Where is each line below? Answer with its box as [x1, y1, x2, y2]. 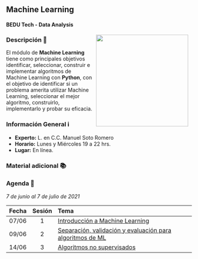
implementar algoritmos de [6, 68, 72, 75]
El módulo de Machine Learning [6, 49, 85, 56]
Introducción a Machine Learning [58, 217, 150, 225]
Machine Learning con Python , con [6, 74, 93, 81]
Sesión [32, 207, 52, 215]
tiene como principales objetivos [6, 55, 85, 62]
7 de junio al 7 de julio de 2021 [6, 193, 80, 200]
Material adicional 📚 [6, 162, 67, 170]
